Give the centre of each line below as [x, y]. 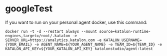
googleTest [29, 9]
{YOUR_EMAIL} [19, 44]
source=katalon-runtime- [125, 31]
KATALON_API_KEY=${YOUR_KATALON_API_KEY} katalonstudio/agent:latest [79, 49]
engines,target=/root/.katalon [38, 36]
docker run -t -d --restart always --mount [51, 31]
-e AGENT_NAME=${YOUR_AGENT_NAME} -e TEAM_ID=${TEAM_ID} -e [98, 44]
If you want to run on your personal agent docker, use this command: [76, 22]
